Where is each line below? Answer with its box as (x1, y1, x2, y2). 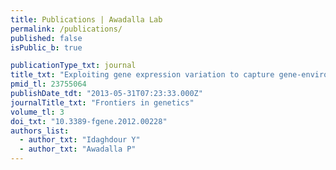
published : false (10, 33, 83, 43)
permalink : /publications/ (10, 24, 123, 34)
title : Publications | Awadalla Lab (10, 14, 163, 25)
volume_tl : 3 (10, 107, 65, 117)
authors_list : (10, 126, 70, 136)
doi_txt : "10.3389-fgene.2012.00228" (10, 116, 168, 126)
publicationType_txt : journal (10, 61, 137, 71)
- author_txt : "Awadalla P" (19, 144, 137, 155)
